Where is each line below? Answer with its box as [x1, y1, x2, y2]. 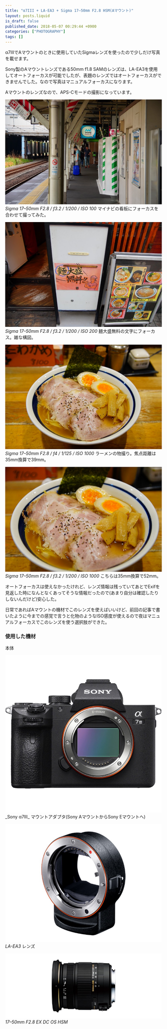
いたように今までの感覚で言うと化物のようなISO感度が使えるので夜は [5, 613, 148, 619]
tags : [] [5, 34, 23, 39]
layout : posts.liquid [5, 13, 50, 18]
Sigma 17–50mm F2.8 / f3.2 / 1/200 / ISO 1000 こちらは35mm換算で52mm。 [5, 573, 162, 579]
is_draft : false [5, 18, 39, 23]
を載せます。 [5, 55, 31, 61]
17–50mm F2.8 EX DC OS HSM [5, 1019, 68, 1025]
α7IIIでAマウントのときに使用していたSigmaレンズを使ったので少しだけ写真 [5, 49, 161, 55]
